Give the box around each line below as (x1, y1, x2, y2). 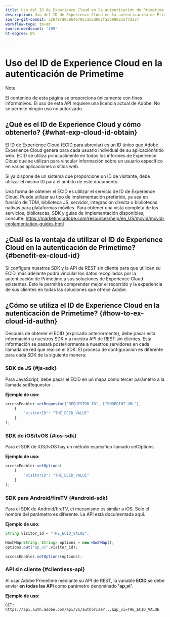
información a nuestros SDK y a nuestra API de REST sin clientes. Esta (5, 336, 152, 342)
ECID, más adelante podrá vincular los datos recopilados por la (5, 270, 137, 276)
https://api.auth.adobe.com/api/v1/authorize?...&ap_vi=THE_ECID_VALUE (5, 607, 159, 612)
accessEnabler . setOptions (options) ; (5, 554, 82, 559)
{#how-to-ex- (99, 309, 144, 317)
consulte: (5, 215, 25, 221)
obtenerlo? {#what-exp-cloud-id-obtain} (5, 128, 138, 137)
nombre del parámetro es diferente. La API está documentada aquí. (5, 511, 146, 517)
